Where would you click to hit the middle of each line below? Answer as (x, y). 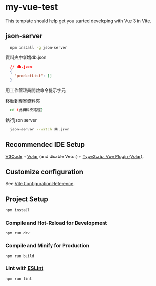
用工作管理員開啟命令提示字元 (36, 90)
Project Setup (27, 199)
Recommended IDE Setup (45, 144)
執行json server (21, 120)
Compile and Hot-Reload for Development (56, 223)
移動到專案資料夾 (23, 101)
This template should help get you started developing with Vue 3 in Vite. (78, 21)
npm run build (20, 256)
